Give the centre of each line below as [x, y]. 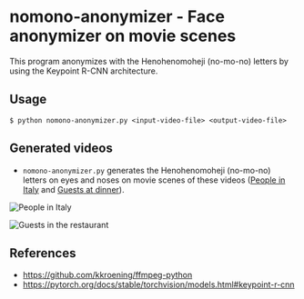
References [43, 253]
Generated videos [61, 149]
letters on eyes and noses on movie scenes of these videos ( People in [154, 180]
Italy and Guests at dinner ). [73, 189]
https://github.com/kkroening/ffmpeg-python [107, 275]
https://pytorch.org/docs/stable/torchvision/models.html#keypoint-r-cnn [158, 284]
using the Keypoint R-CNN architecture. [84, 71]
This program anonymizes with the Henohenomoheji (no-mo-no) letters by [149, 61]
